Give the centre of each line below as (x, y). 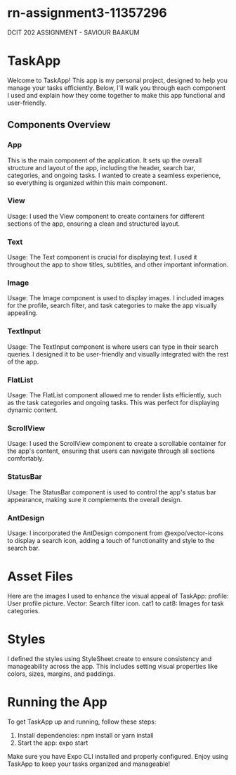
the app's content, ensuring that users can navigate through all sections (111, 451)
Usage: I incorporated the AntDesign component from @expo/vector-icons (116, 533)
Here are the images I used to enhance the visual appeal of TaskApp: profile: (118, 596)
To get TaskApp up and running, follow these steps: (82, 722)
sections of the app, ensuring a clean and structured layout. (94, 224)
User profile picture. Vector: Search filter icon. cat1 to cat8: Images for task (116, 603)
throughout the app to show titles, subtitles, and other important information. (118, 264)
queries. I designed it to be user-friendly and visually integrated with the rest (118, 354)
